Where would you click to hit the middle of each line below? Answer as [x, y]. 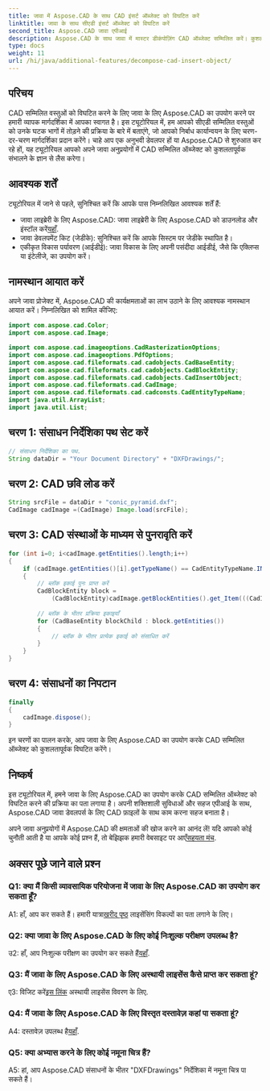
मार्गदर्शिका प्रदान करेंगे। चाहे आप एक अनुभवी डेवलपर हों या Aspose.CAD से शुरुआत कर [146, 140]
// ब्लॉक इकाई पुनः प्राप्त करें [73, 584]
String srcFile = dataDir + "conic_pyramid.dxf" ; [93, 502]
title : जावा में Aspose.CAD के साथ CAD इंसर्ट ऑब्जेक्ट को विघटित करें [104, 16]
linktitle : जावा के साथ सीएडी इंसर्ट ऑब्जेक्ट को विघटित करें [89, 23]
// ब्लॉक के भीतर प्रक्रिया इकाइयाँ [78, 614]
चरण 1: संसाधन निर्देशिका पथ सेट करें [78, 433]
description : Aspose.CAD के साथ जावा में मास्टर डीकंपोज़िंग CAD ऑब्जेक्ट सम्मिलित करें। [128, 38]
